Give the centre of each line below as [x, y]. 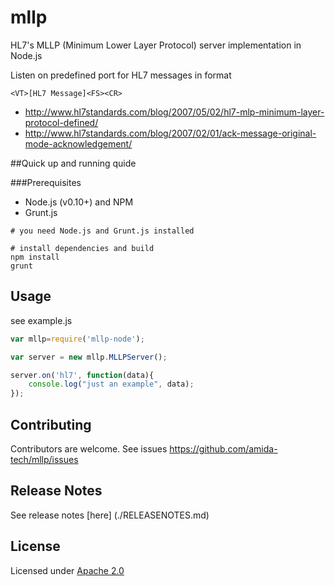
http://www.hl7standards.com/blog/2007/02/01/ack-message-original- [170, 133]
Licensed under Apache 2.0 [67, 570]
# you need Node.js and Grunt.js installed [102, 231]
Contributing [51, 424]
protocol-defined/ [61, 122]
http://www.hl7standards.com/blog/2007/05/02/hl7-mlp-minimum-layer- [174, 112]
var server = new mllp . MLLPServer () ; [89, 357]
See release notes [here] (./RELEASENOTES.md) [110, 515]
